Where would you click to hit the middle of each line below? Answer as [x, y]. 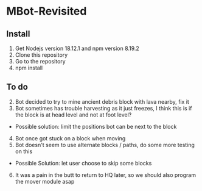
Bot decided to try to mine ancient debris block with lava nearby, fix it [102, 101]
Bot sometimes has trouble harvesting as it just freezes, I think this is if [103, 108]
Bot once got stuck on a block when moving [70, 138]
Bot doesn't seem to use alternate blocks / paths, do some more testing [105, 145]
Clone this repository [41, 55]
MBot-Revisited [47, 11]
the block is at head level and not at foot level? [73, 115]
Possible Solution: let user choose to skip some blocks [83, 163]
